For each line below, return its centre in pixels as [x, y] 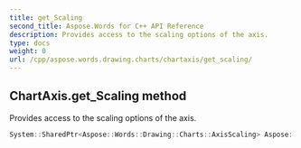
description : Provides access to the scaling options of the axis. [139, 34]
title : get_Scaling [46, 18]
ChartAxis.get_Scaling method [98, 96]
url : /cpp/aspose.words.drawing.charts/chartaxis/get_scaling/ [131, 60]
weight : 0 [28, 51]
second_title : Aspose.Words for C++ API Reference [107, 26]
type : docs [30, 43]
